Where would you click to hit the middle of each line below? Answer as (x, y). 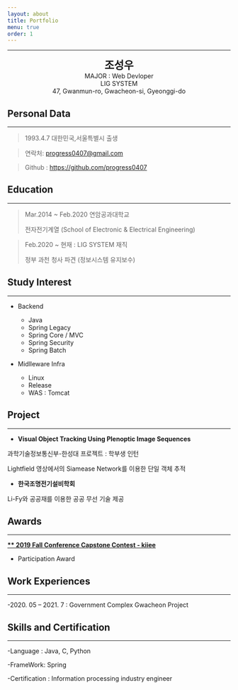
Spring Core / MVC (56, 335)
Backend (30, 306)
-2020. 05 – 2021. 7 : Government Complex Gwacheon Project (98, 605)
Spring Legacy (49, 327)
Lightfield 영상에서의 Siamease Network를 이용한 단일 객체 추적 (97, 469)
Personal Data (39, 113)
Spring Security (51, 342)
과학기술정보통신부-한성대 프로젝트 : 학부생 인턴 (73, 453)
